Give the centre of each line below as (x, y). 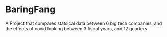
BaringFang (30, 9)
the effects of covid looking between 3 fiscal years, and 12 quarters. (77, 28)
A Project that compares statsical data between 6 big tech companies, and (84, 23)
